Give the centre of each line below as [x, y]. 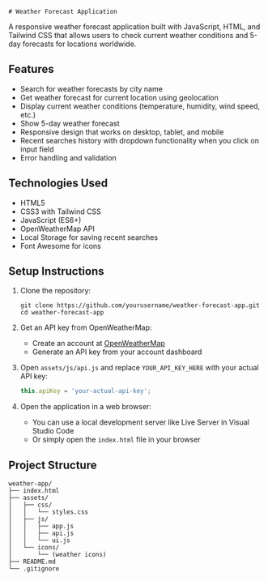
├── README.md [32, 562]
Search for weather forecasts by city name [91, 88]
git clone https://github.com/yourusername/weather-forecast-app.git [140, 305]
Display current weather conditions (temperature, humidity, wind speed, [140, 106]
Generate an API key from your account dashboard [117, 352]
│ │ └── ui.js [39, 540]
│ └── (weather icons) [57, 555]
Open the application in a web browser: [86, 407]
